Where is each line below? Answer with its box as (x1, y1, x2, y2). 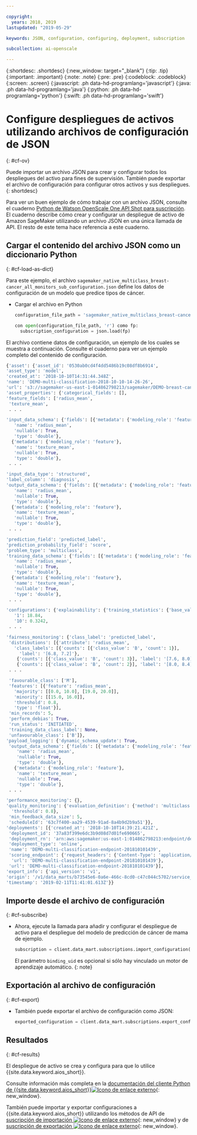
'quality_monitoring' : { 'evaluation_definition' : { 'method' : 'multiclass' (6, 803, 193, 809)
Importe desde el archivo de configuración (6, 896, 165, 906)
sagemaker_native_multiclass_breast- (77, 277, 169, 284)
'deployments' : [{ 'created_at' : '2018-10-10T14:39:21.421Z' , (6, 825, 159, 831)
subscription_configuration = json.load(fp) (20, 328, 131, 334)
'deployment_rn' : (8, 836, 51, 842)
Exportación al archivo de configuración (6, 980, 156, 990)
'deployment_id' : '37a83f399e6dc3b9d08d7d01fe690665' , (8, 830, 145, 836)
